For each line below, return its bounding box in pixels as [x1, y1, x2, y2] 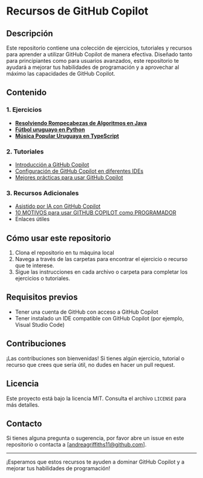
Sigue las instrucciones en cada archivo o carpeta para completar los [14, 268, 188, 276]
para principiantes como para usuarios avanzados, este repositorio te [6, 57, 179, 64]
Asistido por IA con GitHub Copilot [14, 202, 101, 210]
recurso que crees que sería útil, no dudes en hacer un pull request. [6, 361, 175, 368]
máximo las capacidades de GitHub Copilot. [6, 70, 116, 77]
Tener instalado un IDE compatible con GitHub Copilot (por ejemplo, [14, 314, 184, 321]
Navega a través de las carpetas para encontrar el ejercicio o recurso [14, 256, 188, 263]
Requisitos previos [6, 292, 78, 303]
